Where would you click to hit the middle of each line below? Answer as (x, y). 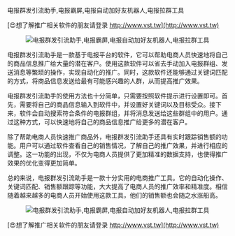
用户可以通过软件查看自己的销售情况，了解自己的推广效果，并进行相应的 (123, 146)
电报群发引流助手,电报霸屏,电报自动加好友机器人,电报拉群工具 (96, 10)
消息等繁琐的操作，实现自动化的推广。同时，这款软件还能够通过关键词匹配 (120, 72)
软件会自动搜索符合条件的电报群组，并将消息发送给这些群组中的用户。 (120, 113)
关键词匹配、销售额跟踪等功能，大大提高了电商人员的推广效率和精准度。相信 (117, 186)
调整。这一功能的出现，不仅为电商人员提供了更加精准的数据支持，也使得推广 (117, 154)
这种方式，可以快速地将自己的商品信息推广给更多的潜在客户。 (102, 122)
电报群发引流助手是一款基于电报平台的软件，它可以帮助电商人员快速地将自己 (117, 55)
